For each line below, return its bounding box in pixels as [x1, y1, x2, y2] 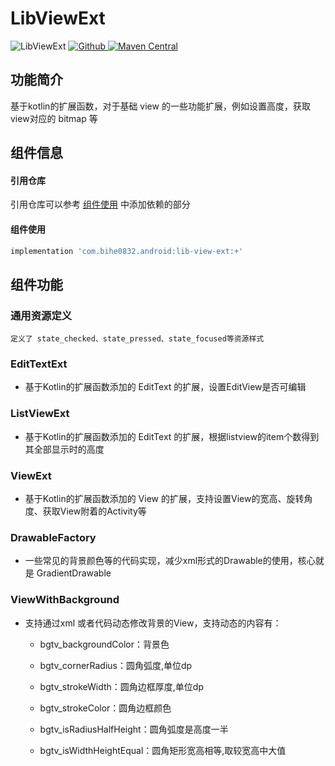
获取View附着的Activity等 [42, 505, 147, 517]
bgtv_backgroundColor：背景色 [39, 638, 170, 650]
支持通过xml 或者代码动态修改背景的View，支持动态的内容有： [24, 617, 282, 629]
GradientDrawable [36, 567, 112, 579]
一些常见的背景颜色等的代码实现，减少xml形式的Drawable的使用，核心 [24, 555, 316, 567]
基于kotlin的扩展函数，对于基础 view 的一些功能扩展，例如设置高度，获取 [10, 100, 311, 112]
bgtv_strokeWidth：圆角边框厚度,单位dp [39, 680, 204, 692]
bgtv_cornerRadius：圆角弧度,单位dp [39, 659, 193, 671]
